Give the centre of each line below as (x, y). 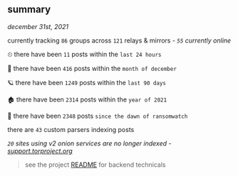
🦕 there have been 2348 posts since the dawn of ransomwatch (98, 116)
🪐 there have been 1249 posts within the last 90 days (87, 82)
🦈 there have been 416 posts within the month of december (92, 68)
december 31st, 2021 (38, 26)
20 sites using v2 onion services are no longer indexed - (89, 143)
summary (29, 10)
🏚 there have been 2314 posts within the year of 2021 (87, 99)
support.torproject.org (40, 150)
